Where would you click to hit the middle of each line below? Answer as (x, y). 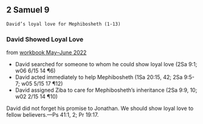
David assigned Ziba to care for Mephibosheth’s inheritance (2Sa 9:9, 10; (106, 90)
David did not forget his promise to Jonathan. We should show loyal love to (100, 108)
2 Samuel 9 (28, 10)
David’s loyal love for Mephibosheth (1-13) (64, 24)
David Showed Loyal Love (45, 39)
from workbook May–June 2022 (46, 53)
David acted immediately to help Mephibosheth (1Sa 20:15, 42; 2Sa (99, 77)
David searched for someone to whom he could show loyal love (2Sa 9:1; (106, 64)
